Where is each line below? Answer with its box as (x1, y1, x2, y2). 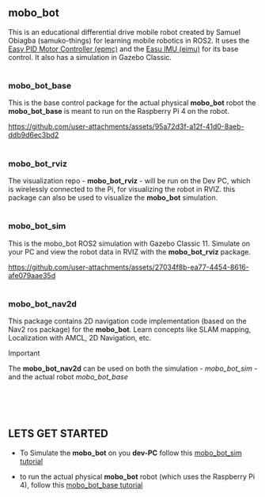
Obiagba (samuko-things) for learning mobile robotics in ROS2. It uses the (8, 36, 250, 45)
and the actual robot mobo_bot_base (8, 372, 128, 382)
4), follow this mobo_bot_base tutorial (19, 480, 143, 489)
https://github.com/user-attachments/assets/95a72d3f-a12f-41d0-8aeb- (8, 122, 244, 131)
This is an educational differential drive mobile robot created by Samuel (8, 27, 241, 36)
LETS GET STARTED (8, 427, 108, 441)
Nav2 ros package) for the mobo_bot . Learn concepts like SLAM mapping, (8, 325, 252, 334)
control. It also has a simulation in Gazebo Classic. (8, 52, 172, 62)
